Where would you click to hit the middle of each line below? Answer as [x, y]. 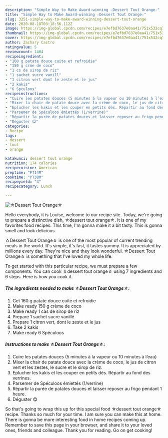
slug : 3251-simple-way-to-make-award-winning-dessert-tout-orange [76, 19]
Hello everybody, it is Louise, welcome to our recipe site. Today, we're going [84, 215]
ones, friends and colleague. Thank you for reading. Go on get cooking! [79, 430]
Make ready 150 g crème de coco [47, 306]
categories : [17, 126]
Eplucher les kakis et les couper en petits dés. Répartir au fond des [81, 372]
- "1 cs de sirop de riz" [32, 71]
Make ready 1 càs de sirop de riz [46, 311]
